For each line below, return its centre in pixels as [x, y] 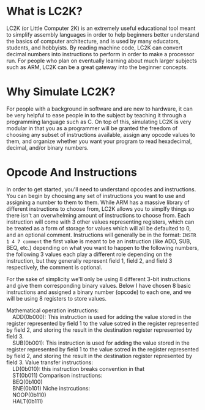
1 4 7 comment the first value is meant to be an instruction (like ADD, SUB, [99, 241]
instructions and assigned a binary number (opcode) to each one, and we [99, 292]
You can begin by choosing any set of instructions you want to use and [96, 196]
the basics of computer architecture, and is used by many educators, [93, 41]
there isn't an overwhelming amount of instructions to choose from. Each [98, 215]
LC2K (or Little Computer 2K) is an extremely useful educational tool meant [101, 28]
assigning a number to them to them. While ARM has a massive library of [98, 202]
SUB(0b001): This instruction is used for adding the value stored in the [101, 343]
